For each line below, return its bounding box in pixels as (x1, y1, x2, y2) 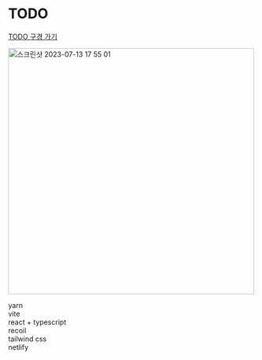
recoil (8, 325, 27, 335)
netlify (8, 342, 29, 351)
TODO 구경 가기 (8, 32, 57, 41)
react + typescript (8, 317, 67, 327)
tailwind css (8, 334, 47, 343)
